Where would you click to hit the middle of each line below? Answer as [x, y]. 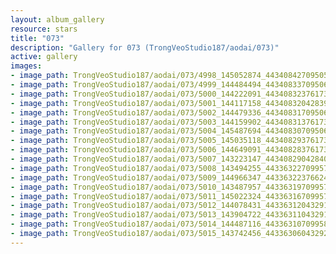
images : [26, 66]
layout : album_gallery [57, 19]
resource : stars [44, 29]
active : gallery [44, 57]
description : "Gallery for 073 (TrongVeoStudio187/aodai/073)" [145, 47]
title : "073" [37, 38]
